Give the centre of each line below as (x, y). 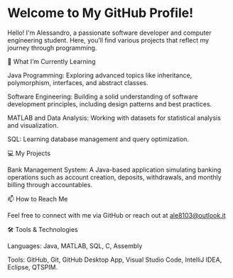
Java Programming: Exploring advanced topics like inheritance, (100, 75)
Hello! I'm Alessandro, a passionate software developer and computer (109, 33)
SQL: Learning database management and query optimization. (98, 139)
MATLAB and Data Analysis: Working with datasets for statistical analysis (114, 118)
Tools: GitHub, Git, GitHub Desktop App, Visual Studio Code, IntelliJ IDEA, (115, 260)
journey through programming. (52, 48)
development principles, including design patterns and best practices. (110, 104)
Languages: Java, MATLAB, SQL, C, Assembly (75, 245)
